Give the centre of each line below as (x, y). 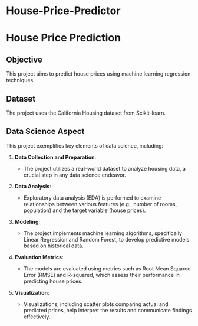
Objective (24, 59)
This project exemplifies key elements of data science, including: (85, 145)
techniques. (20, 80)
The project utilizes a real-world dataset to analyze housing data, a (104, 168)
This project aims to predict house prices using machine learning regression (98, 74)
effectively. (37, 317)
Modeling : (27, 221)
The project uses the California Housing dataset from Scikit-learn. (86, 113)
